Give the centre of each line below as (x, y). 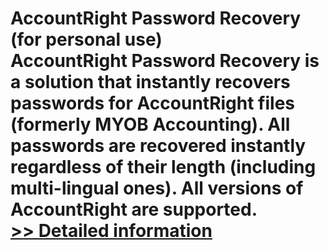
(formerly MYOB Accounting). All (150, 124)
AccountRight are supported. (134, 209)
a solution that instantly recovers (150, 82)
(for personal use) (86, 39)
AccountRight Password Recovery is (165, 61)
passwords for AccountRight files (153, 103)
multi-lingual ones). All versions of (157, 188)
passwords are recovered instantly (158, 146)
